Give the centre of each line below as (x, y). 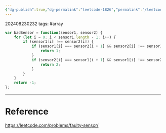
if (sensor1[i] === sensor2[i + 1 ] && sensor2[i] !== (88, 46)
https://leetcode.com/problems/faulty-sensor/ (52, 125)
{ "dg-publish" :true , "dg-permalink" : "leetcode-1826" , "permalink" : (74, 10)
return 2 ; (50, 64)
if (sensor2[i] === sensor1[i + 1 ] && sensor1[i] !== (88, 60)
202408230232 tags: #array (34, 24)
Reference (27, 112)
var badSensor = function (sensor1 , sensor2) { (54, 32)
